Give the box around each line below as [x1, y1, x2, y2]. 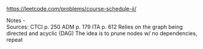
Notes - [6, 17, 26, 24]
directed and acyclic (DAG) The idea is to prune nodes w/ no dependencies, [6, 30, 197, 37]
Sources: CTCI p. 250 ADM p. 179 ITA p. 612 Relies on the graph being [6, 24, 183, 30]
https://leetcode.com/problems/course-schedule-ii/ [6, 5, 136, 12]
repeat [6, 36, 23, 43]
